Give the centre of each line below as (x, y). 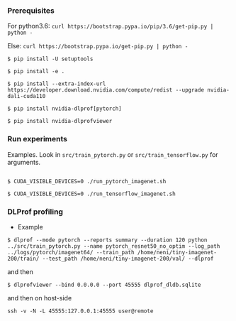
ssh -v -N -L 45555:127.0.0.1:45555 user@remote (80, 311)
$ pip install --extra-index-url (57, 84)
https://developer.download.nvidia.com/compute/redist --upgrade (106, 90)
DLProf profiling (35, 212)
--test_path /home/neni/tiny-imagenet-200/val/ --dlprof (128, 259)
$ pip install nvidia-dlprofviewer (60, 121)
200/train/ (23, 259)
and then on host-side (40, 298)
